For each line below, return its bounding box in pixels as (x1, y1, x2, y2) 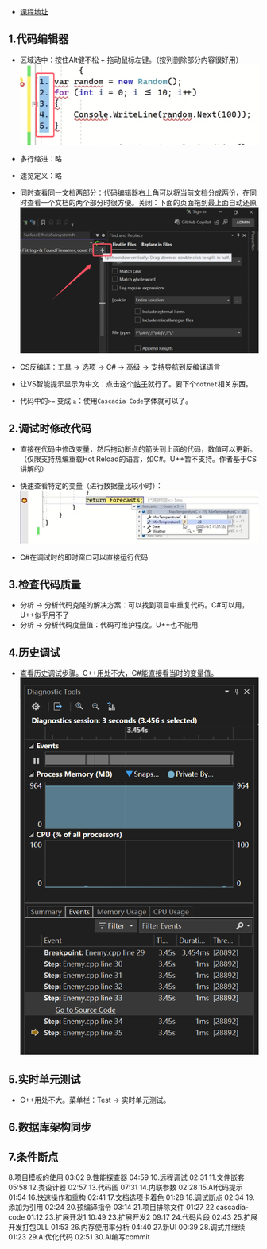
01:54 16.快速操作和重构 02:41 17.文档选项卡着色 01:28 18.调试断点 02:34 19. (8, 1193, 256, 1202)
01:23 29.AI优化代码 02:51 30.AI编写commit (8, 1232, 150, 1242)
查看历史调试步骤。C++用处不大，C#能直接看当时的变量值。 (19, 669, 219, 678)
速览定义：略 (19, 170, 62, 180)
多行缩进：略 (19, 153, 62, 163)
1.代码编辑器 (8, 33, 69, 46)
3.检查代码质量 (8, 577, 82, 591)
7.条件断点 (8, 1150, 59, 1163)
